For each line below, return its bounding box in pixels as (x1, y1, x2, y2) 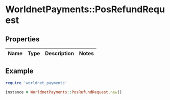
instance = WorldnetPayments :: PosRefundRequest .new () (5, 89, 123, 95)
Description (45, 50, 74, 57)
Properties (5, 35, 40, 43)
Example (5, 67, 34, 76)
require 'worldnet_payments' (5, 80, 67, 85)
